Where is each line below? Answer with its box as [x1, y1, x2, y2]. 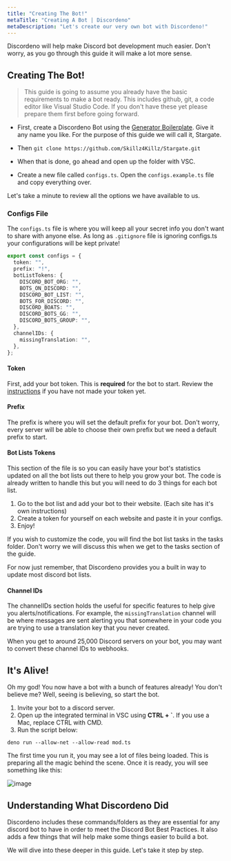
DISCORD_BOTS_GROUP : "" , [19, 317, 91, 324]
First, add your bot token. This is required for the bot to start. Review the [7, 379, 214, 388]
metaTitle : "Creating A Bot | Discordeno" [7, 17, 131, 24]
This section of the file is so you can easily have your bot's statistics [7, 464, 201, 473]
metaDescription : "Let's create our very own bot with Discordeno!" [7, 23, 208, 30]
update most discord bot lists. [7, 570, 92, 579]
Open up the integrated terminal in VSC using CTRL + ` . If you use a [17, 711, 210, 720]
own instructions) [17, 507, 67, 516]
